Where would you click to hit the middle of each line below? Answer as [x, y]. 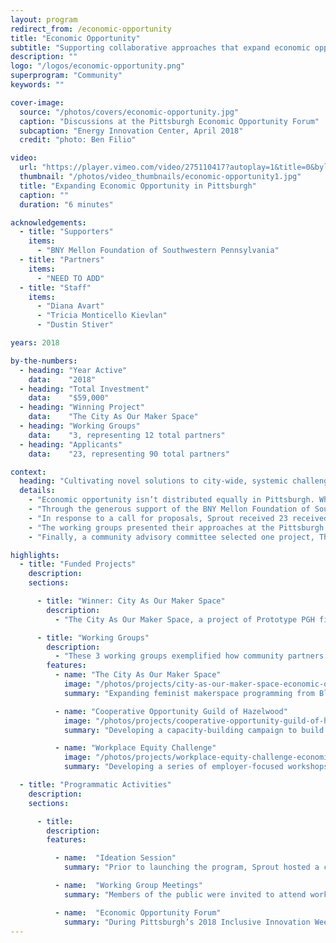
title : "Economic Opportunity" [75, 38]
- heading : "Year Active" [73, 370]
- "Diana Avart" [70, 306]
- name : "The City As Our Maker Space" [138, 675]
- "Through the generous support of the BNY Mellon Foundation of [169, 509]
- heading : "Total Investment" [84, 389]
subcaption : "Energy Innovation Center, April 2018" [131, 131]
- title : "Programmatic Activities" [95, 785]
